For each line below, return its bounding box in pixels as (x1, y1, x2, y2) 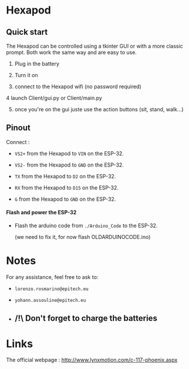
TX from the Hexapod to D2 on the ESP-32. (14, 172, 116, 179)
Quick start (6, 27, 48, 37)
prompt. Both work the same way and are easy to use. (6, 49, 137, 56)
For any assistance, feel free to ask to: (6, 273, 99, 280)
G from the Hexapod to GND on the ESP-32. (14, 195, 116, 202)
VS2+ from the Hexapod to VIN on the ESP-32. (14, 149, 124, 157)
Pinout (6, 123, 31, 133)
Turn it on (14, 72, 38, 78)
